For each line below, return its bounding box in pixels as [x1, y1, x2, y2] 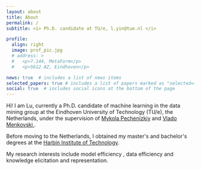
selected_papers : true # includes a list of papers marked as [6, 80, 165, 86]
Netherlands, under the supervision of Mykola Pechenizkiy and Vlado [6, 115, 178, 122]
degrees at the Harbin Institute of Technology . [6, 139, 120, 146]
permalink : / [6, 20, 39, 26]
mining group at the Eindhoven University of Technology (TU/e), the [6, 109, 173, 116]
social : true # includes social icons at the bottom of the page [6, 86, 175, 92]
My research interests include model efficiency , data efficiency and [6, 150, 173, 158]
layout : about [6, 8, 42, 15]
